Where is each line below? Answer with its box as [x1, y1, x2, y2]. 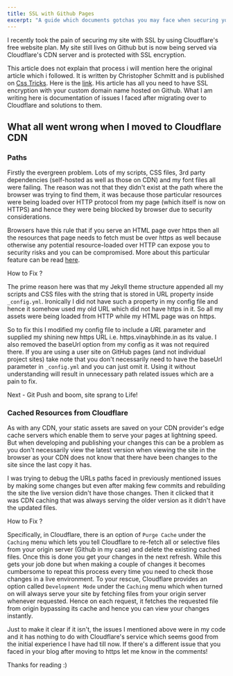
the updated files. [7, 504, 58, 512]
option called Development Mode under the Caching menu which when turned [7, 582, 223, 591]
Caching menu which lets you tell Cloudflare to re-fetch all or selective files [7, 538, 221, 546]
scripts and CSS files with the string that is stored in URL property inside [7, 290, 214, 299]
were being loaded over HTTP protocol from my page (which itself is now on [7, 198, 225, 206]
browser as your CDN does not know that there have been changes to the [7, 453, 218, 462]
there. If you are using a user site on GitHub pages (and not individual [7, 348, 206, 356]
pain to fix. [7, 377, 38, 386]
